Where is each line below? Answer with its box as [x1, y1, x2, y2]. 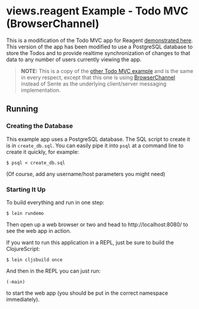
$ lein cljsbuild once [6, 256, 63, 263]
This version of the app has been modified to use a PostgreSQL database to [6, 43, 193, 50]
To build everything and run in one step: [6, 199, 105, 206]
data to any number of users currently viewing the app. [6, 56, 142, 63]
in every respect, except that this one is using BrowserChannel [20, 74, 175, 81]
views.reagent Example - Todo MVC [6, 4, 189, 18]
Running [6, 104, 39, 114]
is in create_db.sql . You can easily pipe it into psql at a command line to [6, 142, 184, 149]
